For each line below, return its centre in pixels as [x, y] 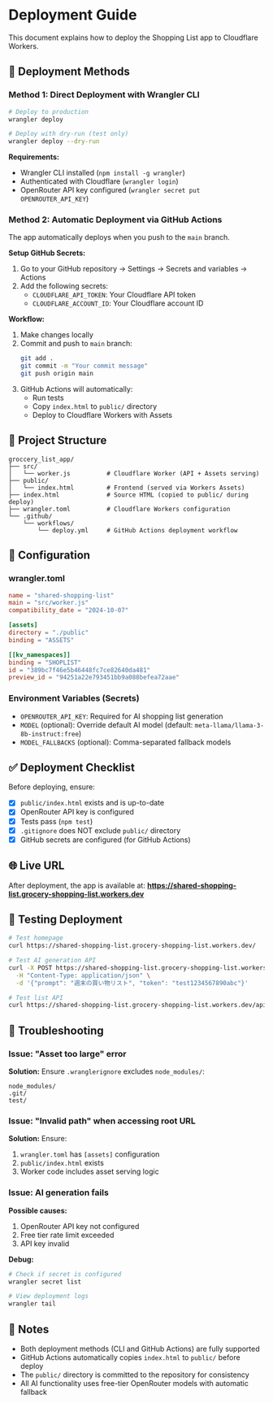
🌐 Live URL [37, 866]
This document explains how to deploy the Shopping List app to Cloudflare [133, 37]
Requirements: [34, 157]
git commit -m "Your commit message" [84, 366]
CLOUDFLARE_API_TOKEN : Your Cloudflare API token [114, 295]
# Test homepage [36, 938]
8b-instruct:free [50, 734]
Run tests [48, 398]
